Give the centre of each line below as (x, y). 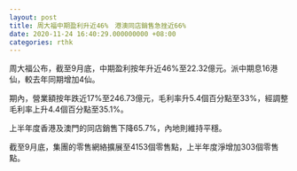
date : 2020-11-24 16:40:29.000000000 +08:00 (93, 34)
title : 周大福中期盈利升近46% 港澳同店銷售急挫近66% (98, 26)
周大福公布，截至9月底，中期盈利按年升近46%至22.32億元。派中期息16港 (144, 68)
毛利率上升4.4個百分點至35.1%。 (69, 109)
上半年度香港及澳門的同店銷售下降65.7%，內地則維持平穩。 (118, 128)
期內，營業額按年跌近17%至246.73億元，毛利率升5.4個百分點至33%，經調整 (149, 98)
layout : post (33, 17)
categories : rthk (41, 42)
